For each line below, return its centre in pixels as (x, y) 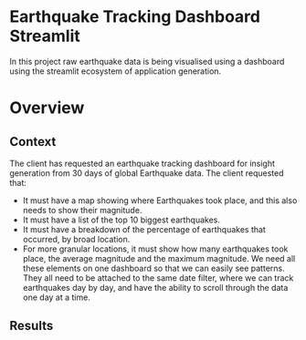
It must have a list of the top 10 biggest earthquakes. (121, 220)
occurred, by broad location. (76, 239)
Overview (47, 108)
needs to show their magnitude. (82, 210)
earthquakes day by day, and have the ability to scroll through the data (155, 287)
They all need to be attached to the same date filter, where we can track (158, 278)
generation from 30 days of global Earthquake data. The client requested (147, 173)
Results (32, 326)
